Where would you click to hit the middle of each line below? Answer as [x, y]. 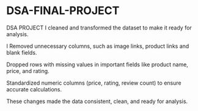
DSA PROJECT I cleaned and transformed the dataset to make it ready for [99, 28]
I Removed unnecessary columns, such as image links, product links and [98, 46]
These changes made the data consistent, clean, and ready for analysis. [97, 101]
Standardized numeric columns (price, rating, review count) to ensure [94, 83]
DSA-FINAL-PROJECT [63, 11]
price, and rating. [28, 71]
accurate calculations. [34, 89]
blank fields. [22, 52]
